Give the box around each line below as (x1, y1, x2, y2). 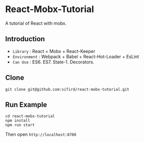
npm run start (5, 122, 35, 128)
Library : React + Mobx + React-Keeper (12, 48, 96, 54)
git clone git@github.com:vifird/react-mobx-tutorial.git (5, 87, 129, 92)
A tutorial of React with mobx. (5, 20, 67, 26)
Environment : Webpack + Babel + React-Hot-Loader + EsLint (12, 53, 139, 59)
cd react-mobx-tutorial (5, 114, 55, 119)
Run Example (5, 100, 47, 109)
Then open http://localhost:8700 (5, 131, 77, 137)
